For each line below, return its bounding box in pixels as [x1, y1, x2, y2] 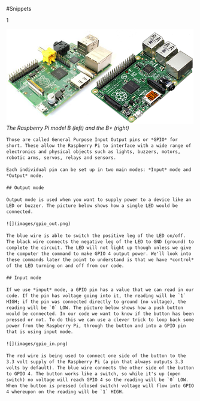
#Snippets [6, 5, 32, 12]
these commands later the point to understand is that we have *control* [6, 257, 195, 263]
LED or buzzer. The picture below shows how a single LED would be [6, 203, 178, 209]
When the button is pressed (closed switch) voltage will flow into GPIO [6, 383, 195, 389]
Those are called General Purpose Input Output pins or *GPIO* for [6, 137, 178, 143]
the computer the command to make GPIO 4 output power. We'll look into [6, 251, 192, 257]
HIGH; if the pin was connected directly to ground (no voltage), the [6, 299, 186, 305]
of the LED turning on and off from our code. [6, 263, 125, 269]
